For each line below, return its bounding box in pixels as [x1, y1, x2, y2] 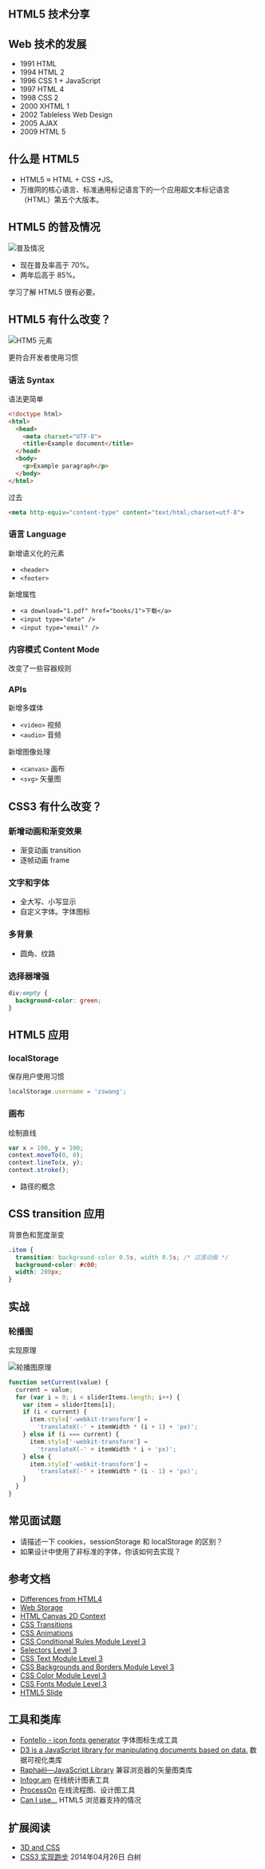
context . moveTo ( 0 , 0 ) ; [8, 1151, 84, 1159]
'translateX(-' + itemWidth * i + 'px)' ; [37, 1445, 177, 1453]
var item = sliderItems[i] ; [22, 1401, 116, 1409]
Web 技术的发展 [8, 37, 87, 50]
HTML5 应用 [8, 1028, 69, 1042]
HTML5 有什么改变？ [8, 313, 112, 326]
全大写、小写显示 [19, 897, 77, 907]
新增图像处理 [8, 747, 50, 757]
